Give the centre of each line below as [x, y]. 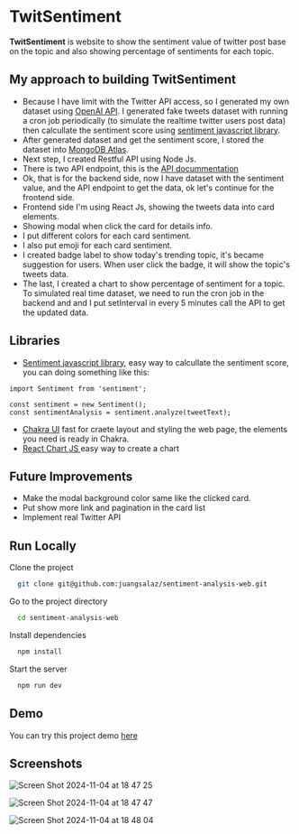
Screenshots [46, 763]
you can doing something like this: [86, 372]
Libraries [35, 341]
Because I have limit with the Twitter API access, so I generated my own [156, 101]
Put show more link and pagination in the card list [113, 508]
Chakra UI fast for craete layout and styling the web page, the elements [155, 429]
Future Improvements [71, 476]
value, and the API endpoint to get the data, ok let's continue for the [148, 188]
